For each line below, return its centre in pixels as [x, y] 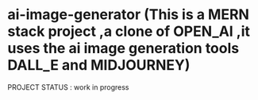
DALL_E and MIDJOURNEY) [99, 65]
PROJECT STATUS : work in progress [68, 87]
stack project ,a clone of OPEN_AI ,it [129, 31]
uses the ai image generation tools [123, 48]
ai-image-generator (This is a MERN [128, 15]
